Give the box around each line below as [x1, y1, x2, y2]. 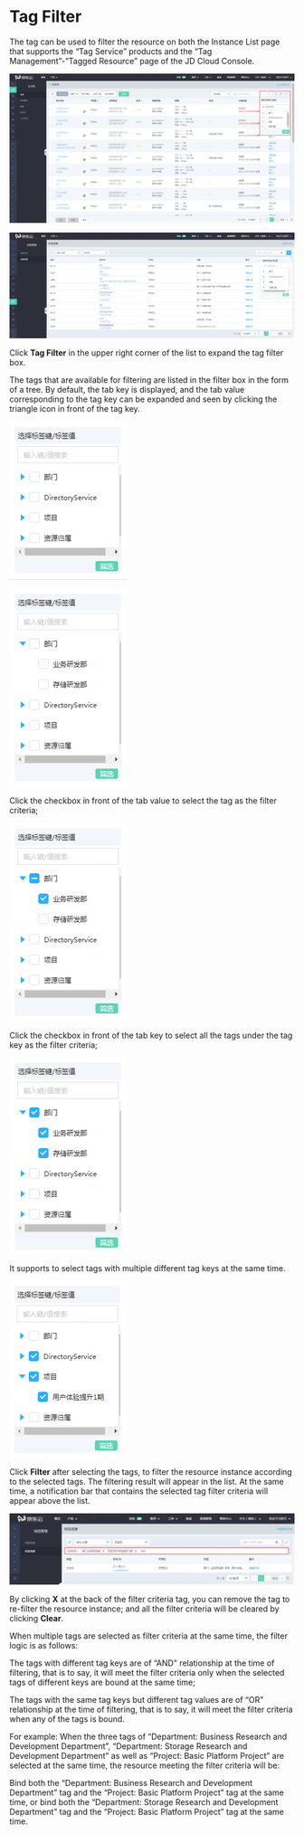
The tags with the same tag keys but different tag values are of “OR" [9, 1695, 264, 1706]
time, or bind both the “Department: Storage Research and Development [9, 1797, 279, 1808]
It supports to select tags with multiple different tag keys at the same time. [9, 1263, 286, 1274]
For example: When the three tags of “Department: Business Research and [9, 1731, 288, 1743]
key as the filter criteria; [9, 1040, 98, 1050]
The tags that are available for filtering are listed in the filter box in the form [9, 375, 290, 385]
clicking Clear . [9, 1613, 64, 1624]
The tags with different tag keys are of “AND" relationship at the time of [9, 1658, 275, 1668]
